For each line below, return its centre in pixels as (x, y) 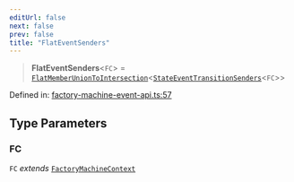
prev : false (31, 34)
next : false (31, 26)
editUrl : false (38, 17)
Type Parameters (58, 123)
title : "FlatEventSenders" (60, 43)
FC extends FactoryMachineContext (73, 168)
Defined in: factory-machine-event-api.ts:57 (91, 95)
